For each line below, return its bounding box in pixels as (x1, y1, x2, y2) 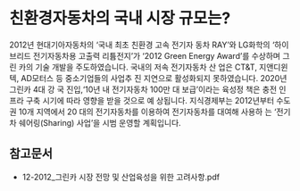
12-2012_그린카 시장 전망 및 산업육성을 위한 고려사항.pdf (21, 171, 221, 182)
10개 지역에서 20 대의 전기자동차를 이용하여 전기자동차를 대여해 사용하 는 (18, 106, 272, 117)
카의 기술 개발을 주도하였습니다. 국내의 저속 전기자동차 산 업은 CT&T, (18, 62, 257, 72)
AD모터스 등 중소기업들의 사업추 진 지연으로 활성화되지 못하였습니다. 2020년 (21, 72, 287, 83)
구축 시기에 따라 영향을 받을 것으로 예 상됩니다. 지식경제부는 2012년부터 (25, 95, 275, 105)
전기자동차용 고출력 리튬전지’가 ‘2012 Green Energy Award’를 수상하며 (32, 50, 281, 61)
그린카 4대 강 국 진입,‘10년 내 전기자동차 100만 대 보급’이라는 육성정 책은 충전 (9, 84, 278, 95)
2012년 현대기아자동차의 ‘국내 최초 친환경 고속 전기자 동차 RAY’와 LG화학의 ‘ (9, 39, 275, 50)
